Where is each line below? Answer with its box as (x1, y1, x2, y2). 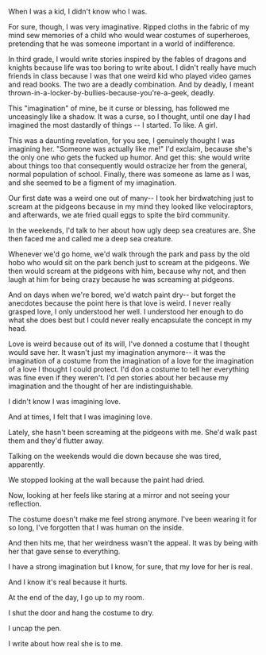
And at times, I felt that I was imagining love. (8, 412, 153, 422)
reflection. (8, 499, 42, 508)
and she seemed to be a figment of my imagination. (8, 178, 177, 187)
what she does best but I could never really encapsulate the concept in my (8, 315, 253, 325)
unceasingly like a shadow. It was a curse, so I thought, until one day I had (8, 112, 251, 121)
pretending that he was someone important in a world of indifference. (8, 39, 236, 48)
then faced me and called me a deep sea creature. (8, 234, 173, 243)
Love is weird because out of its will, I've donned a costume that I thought (8, 339, 250, 349)
